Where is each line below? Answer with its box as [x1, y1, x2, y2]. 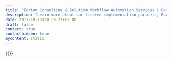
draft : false [5, 22, 33, 27]
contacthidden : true [5, 31, 50, 36]
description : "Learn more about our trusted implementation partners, [5, 12, 159, 17]
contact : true [5, 27, 36, 32]
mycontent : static [5, 36, 45, 42]
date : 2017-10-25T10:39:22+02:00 [5, 17, 77, 22]
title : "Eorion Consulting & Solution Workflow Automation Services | [5, 7, 159, 13]
